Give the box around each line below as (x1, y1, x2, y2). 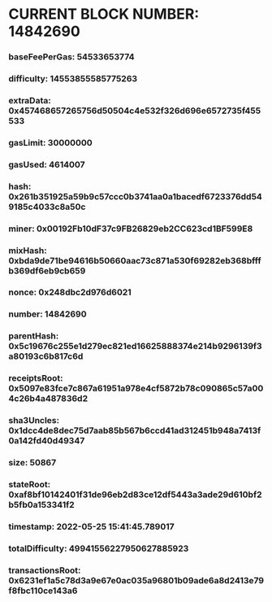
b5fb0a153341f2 (8, 499, 75, 511)
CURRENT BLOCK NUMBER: (8, 5, 200, 24)
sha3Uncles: (8, 415, 59, 426)
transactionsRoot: (8, 565, 81, 576)
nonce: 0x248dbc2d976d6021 (8, 286, 132, 298)
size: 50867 (8, 457, 57, 469)
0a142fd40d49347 (8, 435, 85, 447)
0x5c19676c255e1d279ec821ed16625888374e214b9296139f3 (8, 341, 262, 352)
